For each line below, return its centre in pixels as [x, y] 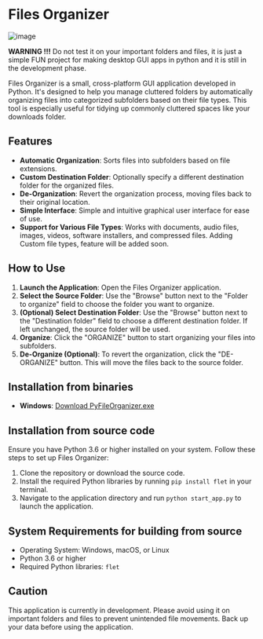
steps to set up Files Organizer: [58, 458]
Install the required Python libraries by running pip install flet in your [135, 481]
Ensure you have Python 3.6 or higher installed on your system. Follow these [132, 450]
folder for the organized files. [66, 185]
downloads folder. [37, 116]
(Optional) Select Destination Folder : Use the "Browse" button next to [133, 312]
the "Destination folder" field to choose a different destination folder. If [133, 320]
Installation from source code [82, 431]
